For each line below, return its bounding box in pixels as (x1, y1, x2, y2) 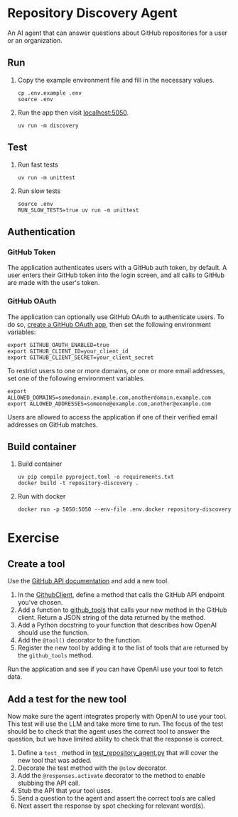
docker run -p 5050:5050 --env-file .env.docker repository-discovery (17, 506, 232, 514)
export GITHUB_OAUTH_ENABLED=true (7, 341, 110, 348)
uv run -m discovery (17, 122, 79, 129)
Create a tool (7, 558, 65, 570)
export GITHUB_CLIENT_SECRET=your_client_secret (7, 354, 154, 361)
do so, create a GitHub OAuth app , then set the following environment (7, 320, 212, 328)
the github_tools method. (17, 651, 94, 660)
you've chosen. (17, 598, 63, 607)
